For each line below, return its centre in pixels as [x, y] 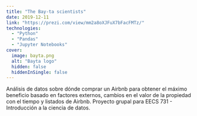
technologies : [24, 28]
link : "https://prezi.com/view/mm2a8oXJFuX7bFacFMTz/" [75, 22]
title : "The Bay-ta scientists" [46, 12]
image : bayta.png [33, 56]
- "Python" [25, 34]
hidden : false [29, 67]
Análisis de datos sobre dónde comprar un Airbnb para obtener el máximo [97, 89]
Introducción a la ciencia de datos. [48, 108]
